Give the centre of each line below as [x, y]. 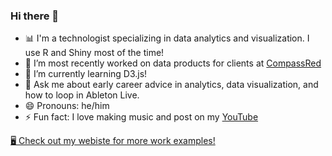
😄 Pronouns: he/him [67, 106]
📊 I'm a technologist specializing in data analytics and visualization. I [167, 38]
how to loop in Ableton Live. [82, 95]
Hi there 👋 [35, 16]
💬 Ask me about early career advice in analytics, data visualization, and [171, 85]
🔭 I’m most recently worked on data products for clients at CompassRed [173, 63]
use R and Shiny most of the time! [94, 53]
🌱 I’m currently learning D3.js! [86, 74]
